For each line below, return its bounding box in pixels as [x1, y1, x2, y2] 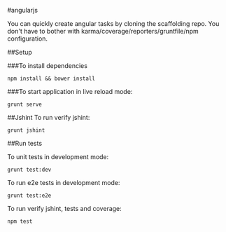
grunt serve [7, 101, 42, 108]
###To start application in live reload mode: [7, 88, 133, 95]
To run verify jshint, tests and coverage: [7, 205, 122, 212]
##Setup [7, 48, 33, 56]
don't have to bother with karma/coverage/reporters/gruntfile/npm [7, 27, 199, 35]
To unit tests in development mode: [7, 153, 109, 161]
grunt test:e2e [7, 192, 52, 199]
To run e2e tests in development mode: [7, 179, 120, 186]
